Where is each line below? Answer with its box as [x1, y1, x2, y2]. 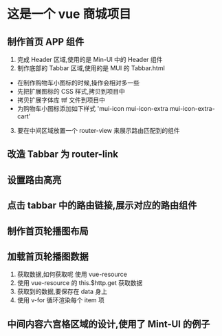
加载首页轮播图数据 [7, 251, 89, 262]
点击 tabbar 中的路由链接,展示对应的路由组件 [7, 200, 197, 211]
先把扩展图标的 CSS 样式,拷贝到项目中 [16, 87, 125, 95]
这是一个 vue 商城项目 [7, 6, 132, 22]
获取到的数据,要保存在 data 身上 [16, 287, 108, 296]
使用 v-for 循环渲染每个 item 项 [16, 296, 104, 304]
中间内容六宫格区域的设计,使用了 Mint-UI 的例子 [7, 318, 210, 330]
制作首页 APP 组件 [7, 36, 85, 48]
